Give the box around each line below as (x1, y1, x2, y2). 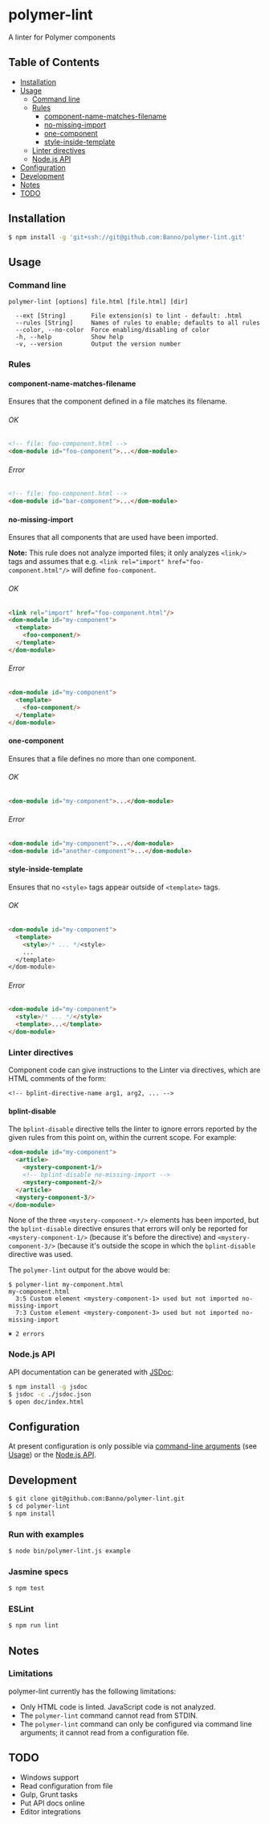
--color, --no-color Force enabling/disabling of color (15, 326, 210, 334)
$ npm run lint (8, 1622, 59, 1630)
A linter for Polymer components (8, 32, 116, 42)
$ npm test (8, 1585, 45, 1593)
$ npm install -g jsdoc (8, 1383, 88, 1391)
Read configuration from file (19, 1780, 114, 1790)
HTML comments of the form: (8, 1074, 107, 1084)
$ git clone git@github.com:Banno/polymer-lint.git (8, 1494, 185, 1503)
